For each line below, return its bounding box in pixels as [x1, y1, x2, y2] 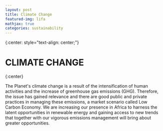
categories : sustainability [5, 26, 64, 31]
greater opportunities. [5, 120, 50, 126]
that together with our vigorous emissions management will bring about [5, 115, 152, 121]
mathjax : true [5, 21, 35, 26]
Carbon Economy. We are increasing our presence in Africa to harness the [5, 104, 158, 110]
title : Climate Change [5, 12, 52, 17]
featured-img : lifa [5, 16, 46, 21]
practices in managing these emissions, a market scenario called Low [5, 99, 148, 105]
